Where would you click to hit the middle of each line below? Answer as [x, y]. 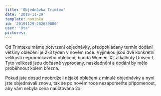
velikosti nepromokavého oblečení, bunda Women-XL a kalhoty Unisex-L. [80, 57]
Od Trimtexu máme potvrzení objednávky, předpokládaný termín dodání [79, 47]
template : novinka [24, 19]
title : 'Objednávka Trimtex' [35, 10]
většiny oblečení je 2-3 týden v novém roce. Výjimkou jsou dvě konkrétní [80, 52]
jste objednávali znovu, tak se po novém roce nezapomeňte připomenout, [80, 83]
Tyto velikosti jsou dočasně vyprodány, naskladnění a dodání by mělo [77, 63]
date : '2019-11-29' [25, 14]
